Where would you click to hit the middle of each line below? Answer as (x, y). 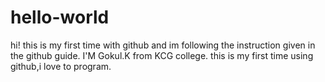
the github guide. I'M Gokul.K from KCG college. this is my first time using (162, 55)
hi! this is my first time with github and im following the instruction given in (163, 45)
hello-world (60, 17)
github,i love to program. (61, 66)
